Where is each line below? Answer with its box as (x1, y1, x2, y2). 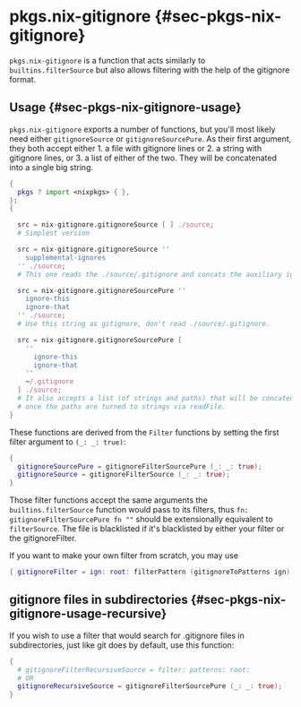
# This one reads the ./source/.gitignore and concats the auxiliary (17, 270, 282, 279)
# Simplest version (17, 228, 90, 238)
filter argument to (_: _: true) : (9, 436, 126, 447)
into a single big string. (9, 161, 94, 172)
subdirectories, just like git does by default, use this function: (9, 639, 235, 651)
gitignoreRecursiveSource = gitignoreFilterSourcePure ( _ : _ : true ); (17, 682, 282, 691)
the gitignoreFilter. (9, 533, 77, 544)
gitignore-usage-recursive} (9, 607, 168, 622)
